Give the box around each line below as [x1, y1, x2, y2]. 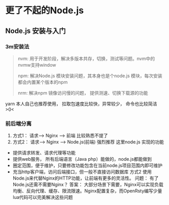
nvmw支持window [17, 62, 56, 68]
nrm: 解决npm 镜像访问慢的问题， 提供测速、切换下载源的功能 [17, 90, 148, 96]
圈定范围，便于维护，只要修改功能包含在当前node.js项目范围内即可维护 [12, 162, 163, 168]
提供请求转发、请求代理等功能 [12, 150, 76, 156]
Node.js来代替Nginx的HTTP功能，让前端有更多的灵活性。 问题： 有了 [12, 175, 159, 181]
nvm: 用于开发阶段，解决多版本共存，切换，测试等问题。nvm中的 [17, 55, 155, 62]
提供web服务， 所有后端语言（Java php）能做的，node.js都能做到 [12, 156, 152, 162]
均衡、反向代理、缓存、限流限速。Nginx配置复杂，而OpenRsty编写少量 [12, 188, 162, 194]
